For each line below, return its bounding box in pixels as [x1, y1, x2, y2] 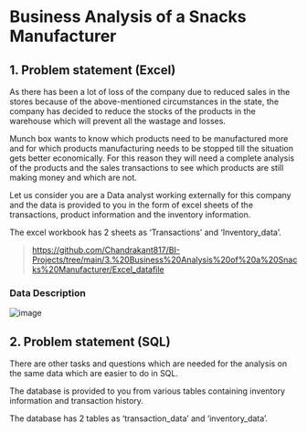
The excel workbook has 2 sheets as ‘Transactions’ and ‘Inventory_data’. [9, 227, 281, 238]
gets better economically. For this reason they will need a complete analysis [9, 153, 295, 164]
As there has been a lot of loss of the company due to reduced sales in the [9, 87, 291, 97]
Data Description [9, 286, 87, 299]
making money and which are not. [9, 172, 137, 183]
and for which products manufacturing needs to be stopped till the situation [9, 143, 294, 153]
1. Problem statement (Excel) [9, 62, 176, 78]
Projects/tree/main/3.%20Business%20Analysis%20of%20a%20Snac [31, 254, 298, 265]
